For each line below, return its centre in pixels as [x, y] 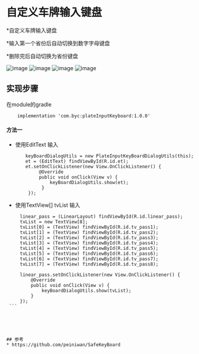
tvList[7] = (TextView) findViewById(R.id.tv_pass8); [89, 264]
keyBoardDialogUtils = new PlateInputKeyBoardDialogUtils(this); [110, 156]
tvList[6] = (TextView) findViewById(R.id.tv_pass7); [89, 259]
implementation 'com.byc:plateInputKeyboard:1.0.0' [84, 116]
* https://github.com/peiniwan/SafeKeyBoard [63, 345]
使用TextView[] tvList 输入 [48, 205]
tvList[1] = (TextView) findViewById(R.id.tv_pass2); [89, 232]
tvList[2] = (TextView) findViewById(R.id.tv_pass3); [89, 238]
